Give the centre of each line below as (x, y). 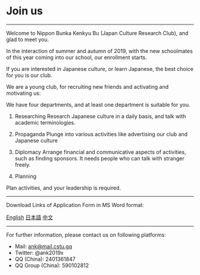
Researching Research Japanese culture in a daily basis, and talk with (100, 116)
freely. (23, 165)
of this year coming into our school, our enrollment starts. (77, 57)
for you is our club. (29, 75)
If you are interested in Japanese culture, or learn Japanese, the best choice (100, 69)
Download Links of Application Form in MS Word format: (75, 205)
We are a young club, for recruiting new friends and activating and (87, 86)
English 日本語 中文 (30, 217)
